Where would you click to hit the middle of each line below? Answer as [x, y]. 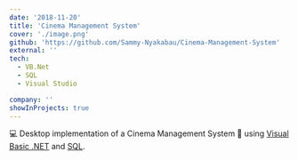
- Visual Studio [47, 84]
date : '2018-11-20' [45, 17]
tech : [19, 59]
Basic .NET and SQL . [48, 147]
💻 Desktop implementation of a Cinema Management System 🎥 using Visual [149, 133]
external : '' [33, 51]
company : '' [31, 100]
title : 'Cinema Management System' [75, 26]
